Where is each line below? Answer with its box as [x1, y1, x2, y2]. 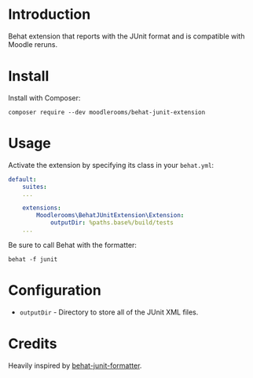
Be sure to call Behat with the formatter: [8, 240, 137, 249]
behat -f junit [8, 255, 58, 264]
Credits [8, 335, 57, 353]
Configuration [8, 282, 102, 300]
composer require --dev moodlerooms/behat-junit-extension [8, 108, 206, 116]
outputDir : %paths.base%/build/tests [49, 219, 174, 227]
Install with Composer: [8, 93, 81, 103]
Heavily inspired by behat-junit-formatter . [8, 361, 142, 370]
